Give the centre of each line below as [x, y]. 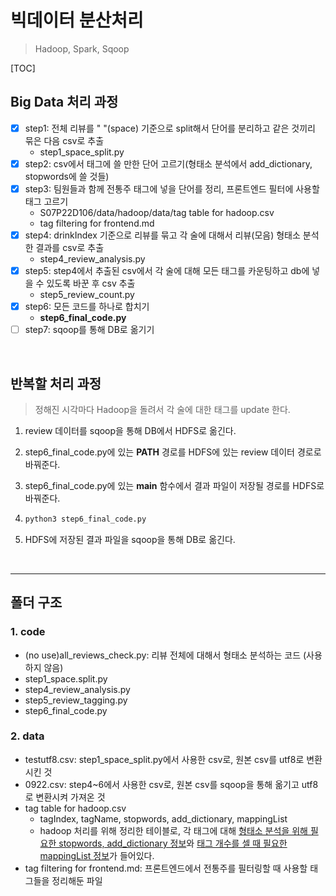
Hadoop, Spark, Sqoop [82, 48]
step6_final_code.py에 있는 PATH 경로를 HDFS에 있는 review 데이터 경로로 [173, 452]
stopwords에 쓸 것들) [67, 176]
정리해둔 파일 [77, 880]
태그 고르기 [46, 201]
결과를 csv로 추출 [70, 247]
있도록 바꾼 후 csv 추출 [91, 283]
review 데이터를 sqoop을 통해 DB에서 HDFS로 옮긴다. [130, 430]
